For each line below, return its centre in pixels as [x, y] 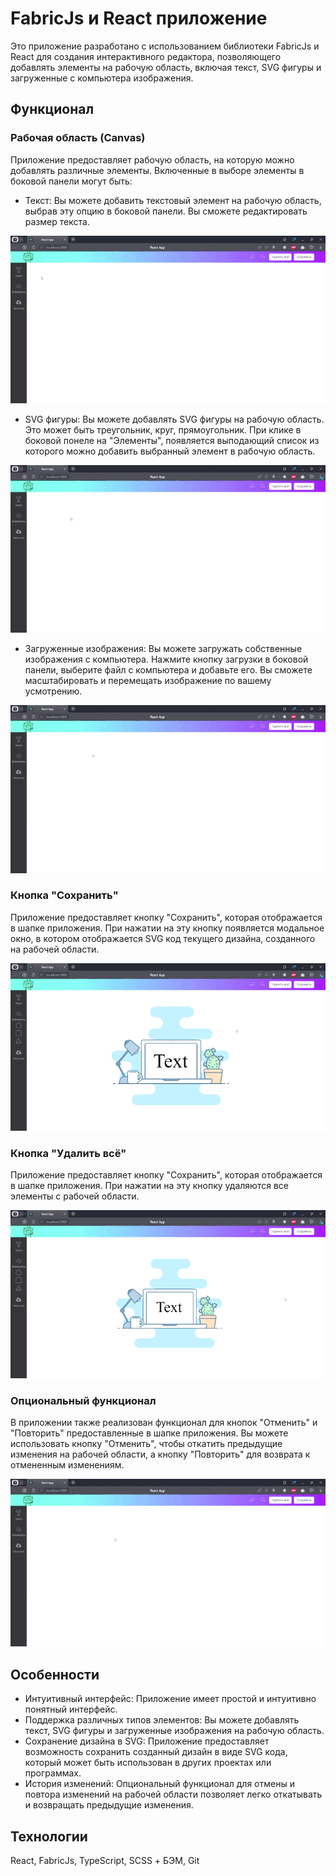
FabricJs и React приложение [139, 18]
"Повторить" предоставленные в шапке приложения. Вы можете [149, 1433]
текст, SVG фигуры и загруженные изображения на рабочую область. [174, 1731]
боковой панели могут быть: [71, 181]
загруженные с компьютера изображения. [102, 78]
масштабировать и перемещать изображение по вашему [148, 681]
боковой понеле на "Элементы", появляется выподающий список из [172, 440]
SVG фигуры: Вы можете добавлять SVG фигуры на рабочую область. [174, 419]
